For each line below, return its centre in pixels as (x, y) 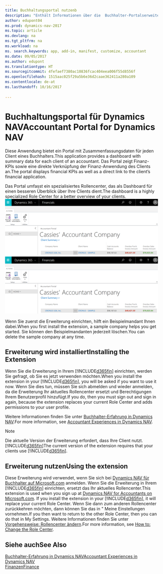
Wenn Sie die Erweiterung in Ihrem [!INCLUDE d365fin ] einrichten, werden (79, 371)
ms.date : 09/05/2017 (26, 56)
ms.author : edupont (25, 61)
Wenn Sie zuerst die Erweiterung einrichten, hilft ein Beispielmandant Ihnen (80, 321)
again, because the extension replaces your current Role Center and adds (79, 402)
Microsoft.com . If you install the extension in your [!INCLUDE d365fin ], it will (81, 499)
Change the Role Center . (30, 529)
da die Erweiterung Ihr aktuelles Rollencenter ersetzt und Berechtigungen (78, 392)
